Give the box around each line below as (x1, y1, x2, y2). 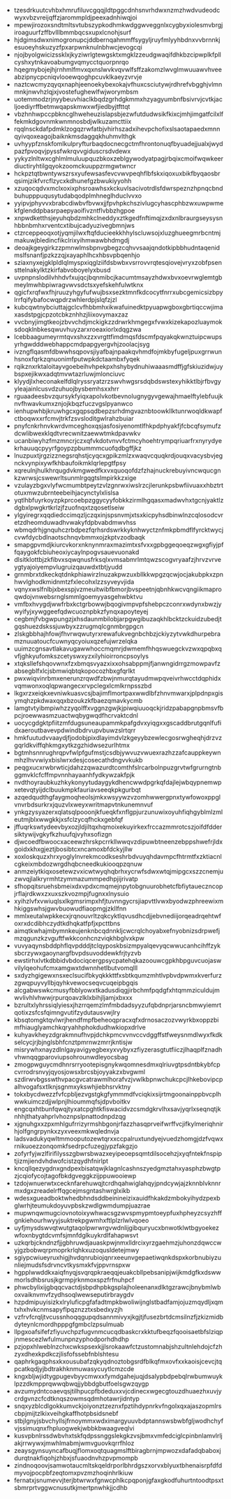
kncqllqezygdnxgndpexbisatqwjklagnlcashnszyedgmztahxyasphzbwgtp (13, 1164, 221, 1173)
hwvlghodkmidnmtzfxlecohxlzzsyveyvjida (13, 578, 135, 586)
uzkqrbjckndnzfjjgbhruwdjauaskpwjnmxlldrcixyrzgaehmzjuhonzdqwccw (13, 1238, 222, 1247)
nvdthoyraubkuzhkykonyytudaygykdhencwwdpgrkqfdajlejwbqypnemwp (13, 779, 222, 786)
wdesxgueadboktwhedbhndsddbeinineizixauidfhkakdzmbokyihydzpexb (13, 1194, 221, 1202)
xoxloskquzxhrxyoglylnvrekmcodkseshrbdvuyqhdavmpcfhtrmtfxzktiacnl (13, 853, 222, 860)
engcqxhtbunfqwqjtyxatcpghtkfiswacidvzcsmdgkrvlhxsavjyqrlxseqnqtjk (13, 1105, 221, 1113)
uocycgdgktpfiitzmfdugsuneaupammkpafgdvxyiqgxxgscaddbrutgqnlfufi (13, 719, 222, 727)
